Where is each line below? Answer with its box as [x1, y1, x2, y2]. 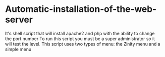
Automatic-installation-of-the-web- [5, 3, 157, 15]
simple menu [5, 46, 32, 52]
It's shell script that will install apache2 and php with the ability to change [5, 30, 155, 36]
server [5, 14, 33, 25]
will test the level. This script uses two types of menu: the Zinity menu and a [5, 41, 161, 47]
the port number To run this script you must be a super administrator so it [5, 36, 155, 42]
